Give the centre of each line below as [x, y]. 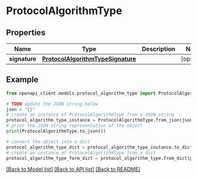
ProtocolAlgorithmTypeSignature [89, 59]
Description [158, 49]
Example [22, 80]
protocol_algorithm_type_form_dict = [52, 158]
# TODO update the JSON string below [52, 104]
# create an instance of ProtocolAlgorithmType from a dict [81, 153]
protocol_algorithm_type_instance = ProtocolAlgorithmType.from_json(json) [101, 120]
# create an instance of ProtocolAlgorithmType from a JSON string [90, 115]
